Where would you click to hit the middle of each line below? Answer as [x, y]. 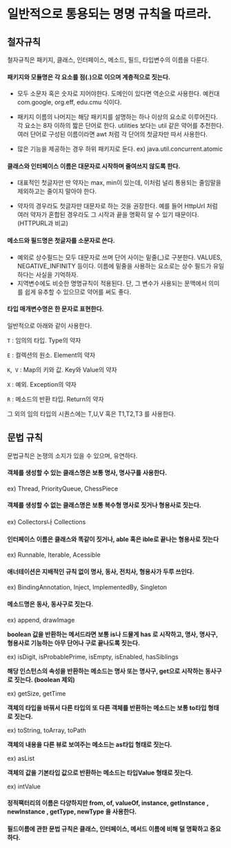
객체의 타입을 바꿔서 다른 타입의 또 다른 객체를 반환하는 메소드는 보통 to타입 [107, 708]
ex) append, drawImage [41, 620]
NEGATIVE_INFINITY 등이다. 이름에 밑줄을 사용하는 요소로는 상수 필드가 [114, 266]
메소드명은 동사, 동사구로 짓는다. [50, 604]
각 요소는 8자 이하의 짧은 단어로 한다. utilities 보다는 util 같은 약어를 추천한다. [120, 126]
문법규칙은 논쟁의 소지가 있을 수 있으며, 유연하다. [72, 455]
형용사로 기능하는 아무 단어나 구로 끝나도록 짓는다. [73, 643]
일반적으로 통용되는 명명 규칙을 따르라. [109, 14]
